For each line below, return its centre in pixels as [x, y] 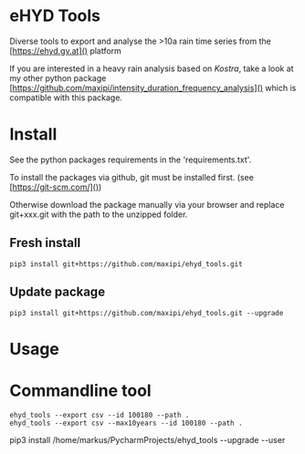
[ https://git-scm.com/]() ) [56, 187]
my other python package [58, 77]
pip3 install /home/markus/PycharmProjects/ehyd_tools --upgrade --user [147, 439]
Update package [58, 292]
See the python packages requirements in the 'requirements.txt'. [131, 160]
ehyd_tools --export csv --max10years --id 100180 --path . [126, 423]
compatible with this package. [66, 98]
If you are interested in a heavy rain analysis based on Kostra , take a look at [152, 68]
